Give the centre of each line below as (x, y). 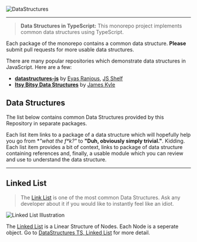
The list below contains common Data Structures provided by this (85, 117)
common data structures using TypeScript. (72, 32)
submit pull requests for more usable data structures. (70, 49)
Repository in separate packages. (47, 123)
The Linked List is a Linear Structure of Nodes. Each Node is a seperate (92, 226)
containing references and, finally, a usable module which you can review (95, 153)
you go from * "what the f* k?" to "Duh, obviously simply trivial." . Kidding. (96, 141)
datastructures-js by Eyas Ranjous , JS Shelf (69, 78)
